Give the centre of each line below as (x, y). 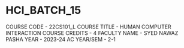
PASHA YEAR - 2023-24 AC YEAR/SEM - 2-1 (61, 39)
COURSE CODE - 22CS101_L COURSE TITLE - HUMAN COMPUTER (88, 27)
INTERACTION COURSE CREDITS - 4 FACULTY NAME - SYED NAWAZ (92, 33)
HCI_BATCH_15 (43, 10)
